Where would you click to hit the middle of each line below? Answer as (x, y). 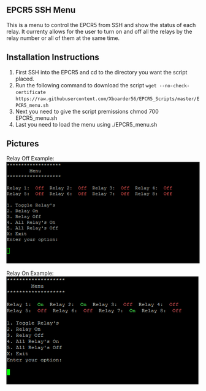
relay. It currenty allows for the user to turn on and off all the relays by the (99, 31)
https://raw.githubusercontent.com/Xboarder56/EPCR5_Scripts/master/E (107, 99)
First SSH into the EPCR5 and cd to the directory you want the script (101, 72)
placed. (25, 79)
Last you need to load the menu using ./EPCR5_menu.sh (86, 124)
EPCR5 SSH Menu (41, 10)
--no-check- (174, 85)
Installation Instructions (53, 57)
